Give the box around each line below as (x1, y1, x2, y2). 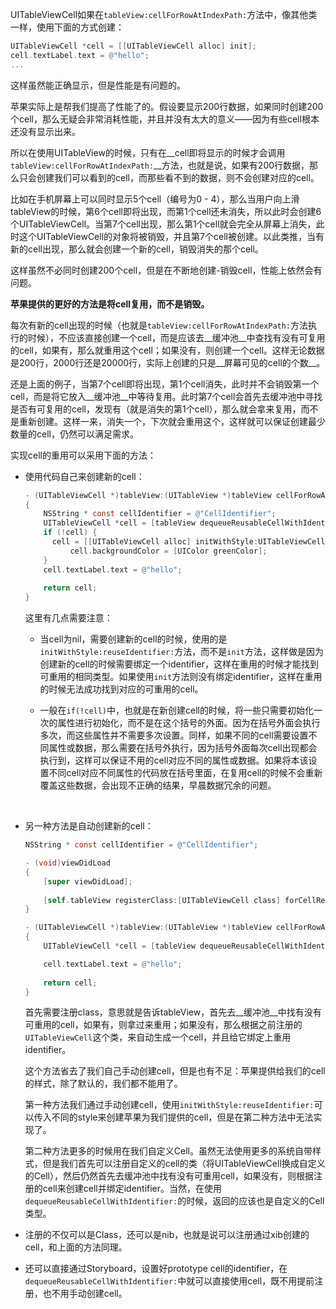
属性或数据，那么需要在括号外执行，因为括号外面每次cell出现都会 (48, 742, 318, 754)
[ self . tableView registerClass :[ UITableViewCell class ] (43, 895, 281, 905)
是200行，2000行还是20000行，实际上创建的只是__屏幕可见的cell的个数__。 (10, 356, 326, 368)
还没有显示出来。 (10, 125, 81, 137)
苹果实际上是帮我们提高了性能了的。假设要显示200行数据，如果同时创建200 (10, 100, 324, 112)
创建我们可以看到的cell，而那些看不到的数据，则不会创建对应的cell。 (36, 171, 320, 183)
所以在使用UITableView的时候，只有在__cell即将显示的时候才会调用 (10, 146, 286, 158)
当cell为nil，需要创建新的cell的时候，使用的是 (39, 633, 228, 645)
